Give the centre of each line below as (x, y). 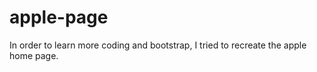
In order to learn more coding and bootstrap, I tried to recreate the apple (158, 45)
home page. (34, 55)
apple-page (59, 17)
